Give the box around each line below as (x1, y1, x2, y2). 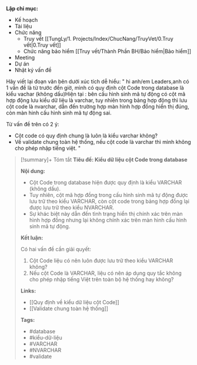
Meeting (14, 54, 35, 61)
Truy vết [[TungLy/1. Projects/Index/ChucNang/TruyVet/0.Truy (23, 35, 173, 42)
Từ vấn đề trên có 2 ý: (6, 121, 59, 127)
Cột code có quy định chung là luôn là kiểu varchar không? (14, 132, 158, 139)
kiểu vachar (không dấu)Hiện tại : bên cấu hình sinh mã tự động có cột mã (6, 91, 186, 97)
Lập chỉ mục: (6, 5, 38, 12)
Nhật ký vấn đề (14, 67, 52, 73)
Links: (20, 287, 36, 294)
